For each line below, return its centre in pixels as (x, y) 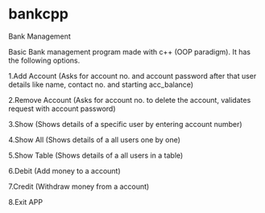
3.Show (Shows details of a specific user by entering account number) (126, 124)
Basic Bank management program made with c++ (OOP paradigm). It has (130, 51)
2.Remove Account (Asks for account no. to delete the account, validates (130, 100)
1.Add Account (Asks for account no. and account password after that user (132, 76)
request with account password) (62, 109)
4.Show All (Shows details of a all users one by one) (95, 139)
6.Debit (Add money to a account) (64, 170)
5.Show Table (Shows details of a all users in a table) (96, 155)
